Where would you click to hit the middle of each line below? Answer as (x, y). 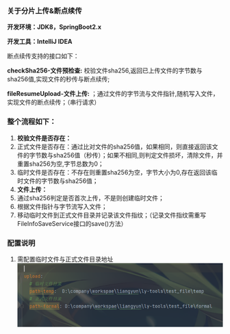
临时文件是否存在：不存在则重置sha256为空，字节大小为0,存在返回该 (114, 172)
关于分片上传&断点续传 (44, 10)
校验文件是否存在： (44, 138)
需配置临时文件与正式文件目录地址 (65, 259)
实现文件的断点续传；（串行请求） (54, 102)
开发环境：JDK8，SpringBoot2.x (54, 27)
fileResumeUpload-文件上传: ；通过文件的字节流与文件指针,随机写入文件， (113, 94)
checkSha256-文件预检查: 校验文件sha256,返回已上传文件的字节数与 (105, 70)
